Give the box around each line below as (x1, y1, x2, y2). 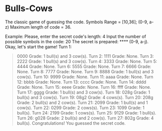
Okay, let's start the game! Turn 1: (5, 44, 72, 49)
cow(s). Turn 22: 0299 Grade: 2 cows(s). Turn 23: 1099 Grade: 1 (16, 105, 145, 111)
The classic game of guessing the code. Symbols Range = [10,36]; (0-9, (5, 19, 148, 25)
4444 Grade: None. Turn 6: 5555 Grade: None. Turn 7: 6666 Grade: (16, 64, 151, 69)
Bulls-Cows (5, 3, 53, 14)
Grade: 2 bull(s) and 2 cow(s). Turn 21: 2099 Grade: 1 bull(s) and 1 (16, 99, 148, 105)
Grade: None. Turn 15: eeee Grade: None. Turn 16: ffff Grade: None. (16, 84, 151, 90)
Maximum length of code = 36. (10, 24, 72, 30)
